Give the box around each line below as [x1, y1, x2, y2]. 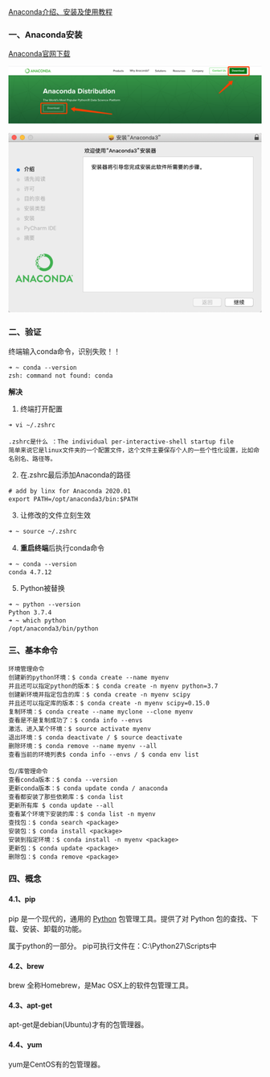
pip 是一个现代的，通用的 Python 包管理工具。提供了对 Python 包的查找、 [8, 914, 252, 924]
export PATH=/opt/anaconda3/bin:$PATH [8, 495, 138, 503]
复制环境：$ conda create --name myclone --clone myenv [8, 708, 194, 716]
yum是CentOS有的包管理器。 [8, 1059, 105, 1069]
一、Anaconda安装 [8, 29, 83, 40]
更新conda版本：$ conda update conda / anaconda [8, 784, 169, 792]
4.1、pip [8, 894, 36, 904]
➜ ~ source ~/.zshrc [8, 527, 78, 535]
